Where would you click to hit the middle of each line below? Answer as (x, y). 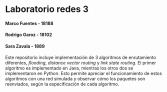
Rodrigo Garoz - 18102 (29, 35)
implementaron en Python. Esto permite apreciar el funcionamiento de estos (84, 73)
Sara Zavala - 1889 (25, 46)
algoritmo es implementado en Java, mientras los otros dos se (69, 68)
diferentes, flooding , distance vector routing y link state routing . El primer (81, 62)
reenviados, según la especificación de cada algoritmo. (62, 84)
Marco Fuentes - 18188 (29, 23)
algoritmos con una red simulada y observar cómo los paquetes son (75, 78)
